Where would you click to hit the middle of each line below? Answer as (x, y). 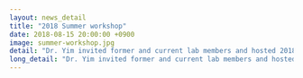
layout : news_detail (48, 17)
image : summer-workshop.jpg (62, 43)
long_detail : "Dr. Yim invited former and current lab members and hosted (153, 59)
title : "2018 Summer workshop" (68, 26)
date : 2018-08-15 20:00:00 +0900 (72, 34)
